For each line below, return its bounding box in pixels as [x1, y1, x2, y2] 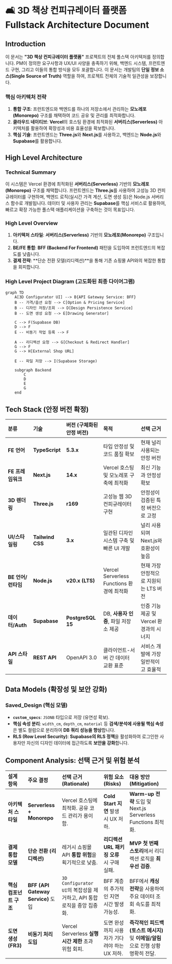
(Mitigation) [130, 780, 159, 787]
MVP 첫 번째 [130, 839, 159, 847]
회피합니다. [18, 264, 41, 270]
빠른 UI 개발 [103, 545, 131, 552]
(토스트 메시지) [130, 927, 164, 934]
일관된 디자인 [103, 529, 133, 537]
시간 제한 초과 [61, 937, 93, 945]
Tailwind [33, 534, 55, 541]
